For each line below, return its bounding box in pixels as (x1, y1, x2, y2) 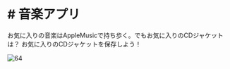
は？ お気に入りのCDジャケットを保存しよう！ (7, 39, 142, 48)
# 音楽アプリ (7, 6, 80, 23)
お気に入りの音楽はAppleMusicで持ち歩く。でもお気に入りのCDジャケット (7, 31, 224, 39)
